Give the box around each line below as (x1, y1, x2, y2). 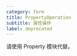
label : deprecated (6, 25, 52, 32)
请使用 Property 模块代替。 (6, 43, 73, 50)
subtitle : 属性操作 (6, 20, 52, 26)
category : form (6, 8, 45, 15)
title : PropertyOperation (6, 14, 71, 20)
